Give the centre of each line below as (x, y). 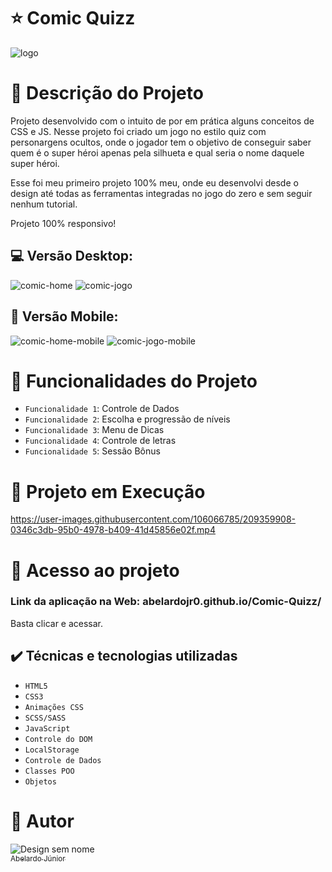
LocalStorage (52, 750)
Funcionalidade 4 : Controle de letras (100, 441)
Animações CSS (54, 707)
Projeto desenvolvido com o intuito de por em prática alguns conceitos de (162, 121)
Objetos (40, 781)
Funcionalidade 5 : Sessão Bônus (92, 451)
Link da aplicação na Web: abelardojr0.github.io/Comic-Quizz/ (166, 602)
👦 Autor (42, 821)
